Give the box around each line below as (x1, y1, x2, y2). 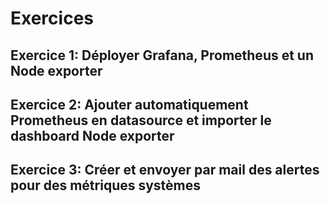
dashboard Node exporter (10, 127, 175, 144)
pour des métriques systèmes (10, 177, 202, 194)
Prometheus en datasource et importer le (10, 112, 272, 129)
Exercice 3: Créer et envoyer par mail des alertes (10, 162, 320, 179)
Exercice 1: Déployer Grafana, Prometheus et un (10, 47, 315, 64)
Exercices (10, 7, 94, 30)
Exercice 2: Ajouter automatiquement (10, 96, 249, 113)
